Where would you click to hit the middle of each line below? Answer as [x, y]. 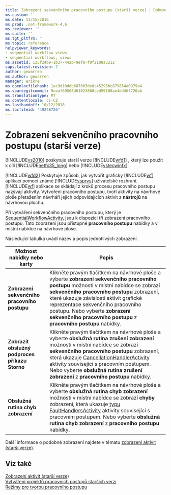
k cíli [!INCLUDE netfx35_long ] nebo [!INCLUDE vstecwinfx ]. [67, 165]
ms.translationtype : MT [31, 96]
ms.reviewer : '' [22, 29]
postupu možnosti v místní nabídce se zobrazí [105, 285]
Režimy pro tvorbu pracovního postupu [46, 487]
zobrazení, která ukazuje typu [85, 404]
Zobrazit [18, 341]
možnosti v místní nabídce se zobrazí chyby [102, 397]
